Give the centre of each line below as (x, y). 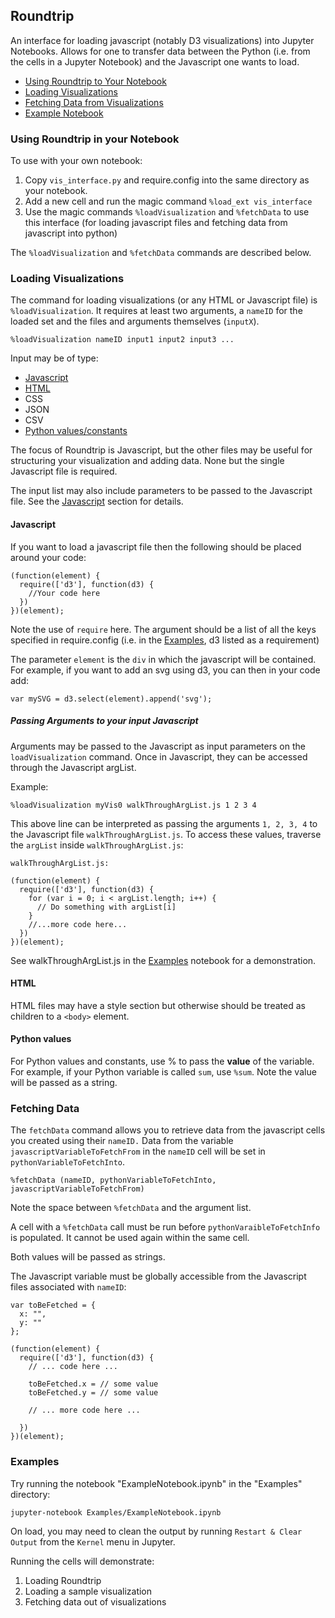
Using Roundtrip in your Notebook (95, 139)
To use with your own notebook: (76, 161)
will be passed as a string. (64, 1082)
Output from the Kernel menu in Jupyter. (93, 1541)
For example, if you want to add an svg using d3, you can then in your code (165, 670)
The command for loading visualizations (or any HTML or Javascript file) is (164, 300)
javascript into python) (71, 233)
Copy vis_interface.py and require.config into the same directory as (167, 180)
